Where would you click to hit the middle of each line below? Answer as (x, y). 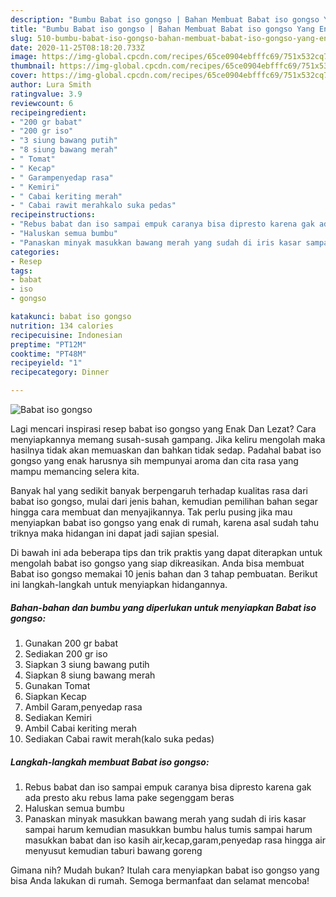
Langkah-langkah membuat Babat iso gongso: (110, 762)
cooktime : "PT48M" (48, 354)
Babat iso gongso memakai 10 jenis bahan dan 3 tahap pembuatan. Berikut (164, 574)
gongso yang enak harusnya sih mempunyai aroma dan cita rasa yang (154, 460)
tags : (21, 271)
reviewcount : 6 (42, 103)
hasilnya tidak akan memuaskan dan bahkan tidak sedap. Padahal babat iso (166, 450)
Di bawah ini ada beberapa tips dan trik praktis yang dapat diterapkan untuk (166, 552)
